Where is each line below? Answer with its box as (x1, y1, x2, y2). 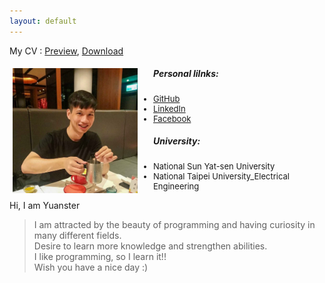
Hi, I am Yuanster (9, 199, 81, 211)
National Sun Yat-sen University (153, 160, 276, 172)
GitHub (153, 93, 181, 104)
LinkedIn (153, 103, 186, 114)
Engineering (153, 180, 200, 192)
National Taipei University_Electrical (153, 170, 290, 182)
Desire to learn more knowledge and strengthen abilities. (33, 240, 268, 252)
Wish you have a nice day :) (33, 261, 149, 273)
